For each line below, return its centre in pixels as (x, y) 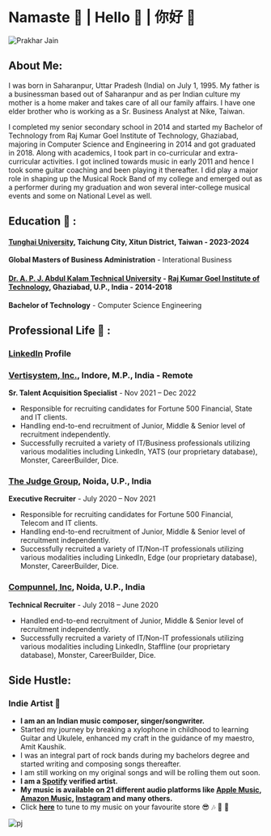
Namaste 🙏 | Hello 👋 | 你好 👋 (102, 17)
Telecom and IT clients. (59, 523)
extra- (228, 152)
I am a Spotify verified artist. (69, 781)
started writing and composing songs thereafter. (101, 764)
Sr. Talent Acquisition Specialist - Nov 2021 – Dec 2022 (102, 393)
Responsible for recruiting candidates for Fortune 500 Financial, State (136, 409)
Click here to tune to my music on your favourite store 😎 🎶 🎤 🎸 (124, 807)
